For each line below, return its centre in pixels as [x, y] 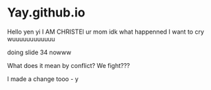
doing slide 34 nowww [39, 52]
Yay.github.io [46, 13]
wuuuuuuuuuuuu [31, 38]
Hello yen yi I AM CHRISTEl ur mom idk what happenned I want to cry [106, 32]
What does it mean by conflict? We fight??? [69, 65]
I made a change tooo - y [43, 79]
